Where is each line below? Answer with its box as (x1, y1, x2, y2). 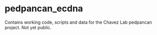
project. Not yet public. (4, 24, 52, 30)
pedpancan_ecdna (4, 3, 83, 14)
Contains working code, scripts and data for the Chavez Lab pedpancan (4, 19, 152, 25)
